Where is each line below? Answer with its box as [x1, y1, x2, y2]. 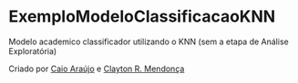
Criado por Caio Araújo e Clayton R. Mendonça [8, 63, 185, 74]
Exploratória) [8, 45, 57, 56]
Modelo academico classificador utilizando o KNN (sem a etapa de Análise [8, 36, 289, 47]
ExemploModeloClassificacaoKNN [8, 6, 276, 27]
